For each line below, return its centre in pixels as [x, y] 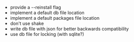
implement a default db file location [47, 13]
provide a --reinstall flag [35, 7]
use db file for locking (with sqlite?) [47, 34]
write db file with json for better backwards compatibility [69, 29]
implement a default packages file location [55, 18]
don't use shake [27, 23]
